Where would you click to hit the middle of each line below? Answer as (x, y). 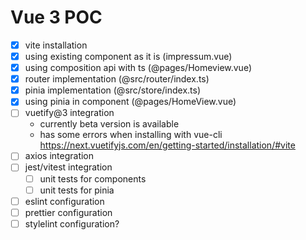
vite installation (56, 45)
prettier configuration (68, 212)
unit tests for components (93, 178)
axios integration (59, 156)
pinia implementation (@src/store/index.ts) (113, 90)
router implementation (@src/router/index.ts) (117, 79)
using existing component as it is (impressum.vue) (128, 56)
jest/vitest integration (68, 167)
